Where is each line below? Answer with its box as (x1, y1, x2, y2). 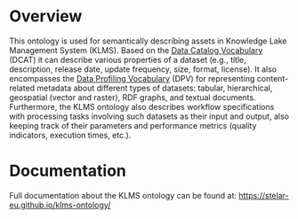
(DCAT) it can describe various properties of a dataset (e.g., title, (9, 54, 246, 65)
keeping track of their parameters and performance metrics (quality (9, 120, 257, 130)
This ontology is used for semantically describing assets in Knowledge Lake (9, 35, 287, 46)
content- (256, 73, 289, 83)
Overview (9, 6, 83, 27)
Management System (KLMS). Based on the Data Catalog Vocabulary (9, 44, 263, 55)
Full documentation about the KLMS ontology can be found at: (9, 190, 238, 200)
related (9, 82, 36, 93)
